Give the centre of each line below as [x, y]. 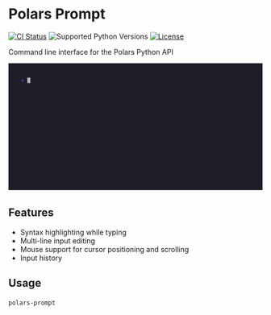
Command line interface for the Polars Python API [91, 52]
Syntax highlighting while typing [73, 232]
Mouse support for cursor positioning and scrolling [104, 249]
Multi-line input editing [57, 240]
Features [31, 213]
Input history [41, 258]
